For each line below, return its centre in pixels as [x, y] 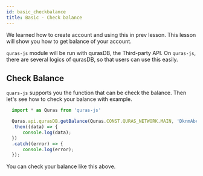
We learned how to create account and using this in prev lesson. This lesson [101, 34]
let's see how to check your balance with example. [69, 99]
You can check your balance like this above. [61, 166]
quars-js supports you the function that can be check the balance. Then [96, 93]
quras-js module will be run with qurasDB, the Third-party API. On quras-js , [101, 53]
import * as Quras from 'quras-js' [56, 110]
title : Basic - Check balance [44, 18]
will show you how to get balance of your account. [69, 41]
